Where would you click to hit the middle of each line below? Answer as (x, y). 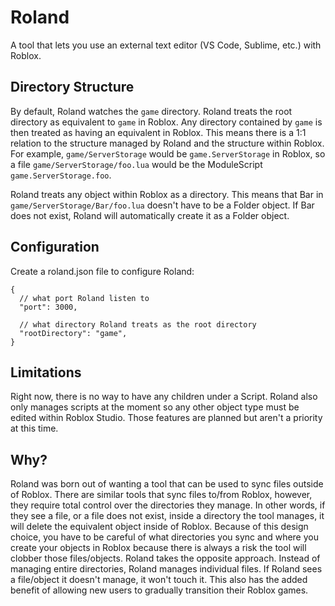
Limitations (46, 372)
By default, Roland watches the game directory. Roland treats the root (151, 111)
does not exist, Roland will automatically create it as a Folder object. (150, 215)
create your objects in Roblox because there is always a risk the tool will (158, 548)
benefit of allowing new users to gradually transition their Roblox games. (159, 590)
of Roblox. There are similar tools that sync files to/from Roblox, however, (161, 495)
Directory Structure (72, 87)
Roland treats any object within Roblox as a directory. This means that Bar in (167, 194)
